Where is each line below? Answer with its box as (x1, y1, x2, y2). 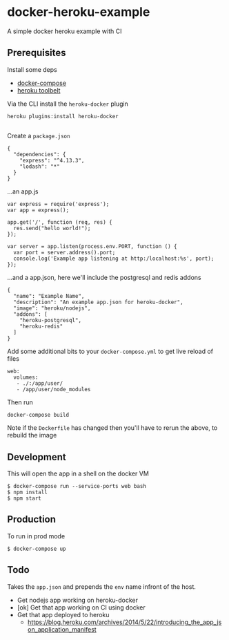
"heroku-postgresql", (19, 317, 81, 324)
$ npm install (7, 489, 48, 496)
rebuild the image (7, 431, 57, 440)
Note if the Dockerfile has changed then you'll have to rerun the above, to (7, 424, 218, 432)
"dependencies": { (13, 151, 67, 158)
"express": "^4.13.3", (19, 157, 85, 164)
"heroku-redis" (19, 323, 63, 330)
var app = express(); (7, 207, 70, 214)
